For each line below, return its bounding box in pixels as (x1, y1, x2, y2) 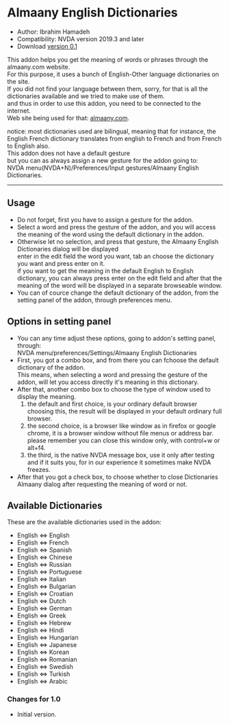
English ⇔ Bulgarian (16, 582, 77, 591)
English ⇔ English (16, 531, 70, 540)
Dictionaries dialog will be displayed (16, 245, 118, 253)
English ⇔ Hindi (16, 626, 64, 635)
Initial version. (16, 710, 57, 719)
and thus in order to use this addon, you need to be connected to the (7, 99, 201, 107)
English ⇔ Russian (16, 561, 72, 569)
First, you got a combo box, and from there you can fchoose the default (16, 356, 219, 364)
